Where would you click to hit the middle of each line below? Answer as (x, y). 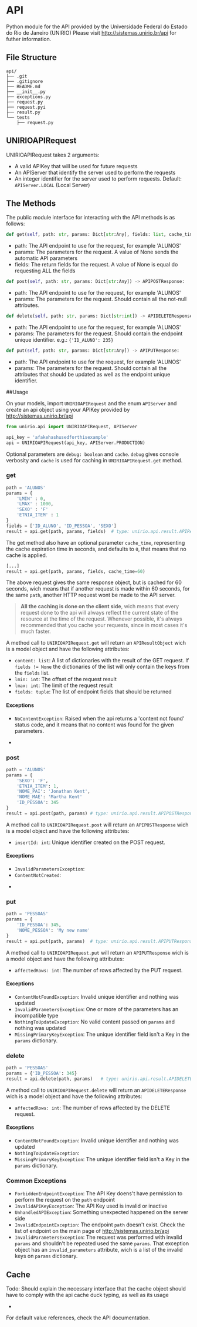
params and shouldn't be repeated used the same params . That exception (102, 1243)
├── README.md (23, 86)
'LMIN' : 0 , (31, 499)
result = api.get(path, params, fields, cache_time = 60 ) (76, 571)
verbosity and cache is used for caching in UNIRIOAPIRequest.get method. (94, 460)
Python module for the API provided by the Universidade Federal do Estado (97, 26)
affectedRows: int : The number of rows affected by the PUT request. (98, 970)
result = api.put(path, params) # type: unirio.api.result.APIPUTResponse (101, 941)
